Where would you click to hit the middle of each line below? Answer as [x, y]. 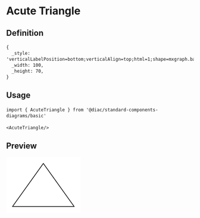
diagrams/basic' [26, 116]
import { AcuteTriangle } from [45, 110]
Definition [25, 33]
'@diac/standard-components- [122, 110]
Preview [22, 146]
